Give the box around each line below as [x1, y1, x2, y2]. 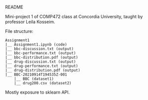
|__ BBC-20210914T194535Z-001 [5, 72, 68, 77]
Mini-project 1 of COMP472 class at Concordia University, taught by [5, 14, 143, 19]
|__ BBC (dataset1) [14, 76, 54, 81]
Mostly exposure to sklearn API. [5, 89, 70, 95]
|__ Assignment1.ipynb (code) [5, 42, 68, 47]
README [5, 4, 24, 10]
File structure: [5, 28, 34, 34]
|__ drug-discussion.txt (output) [5, 59, 76, 64]
